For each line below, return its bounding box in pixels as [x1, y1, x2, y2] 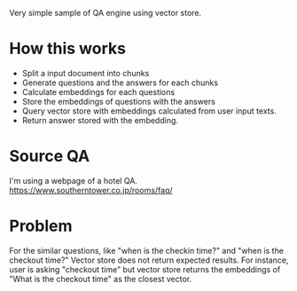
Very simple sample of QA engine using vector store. [9, 8, 202, 18]
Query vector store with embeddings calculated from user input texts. [21, 106, 277, 116]
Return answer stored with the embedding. [21, 114, 179, 125]
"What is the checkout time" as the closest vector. [9, 273, 192, 284]
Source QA [9, 146, 90, 167]
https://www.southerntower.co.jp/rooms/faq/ [9, 185, 173, 195]
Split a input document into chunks [21, 67, 150, 78]
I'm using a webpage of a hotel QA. [9, 175, 137, 185]
